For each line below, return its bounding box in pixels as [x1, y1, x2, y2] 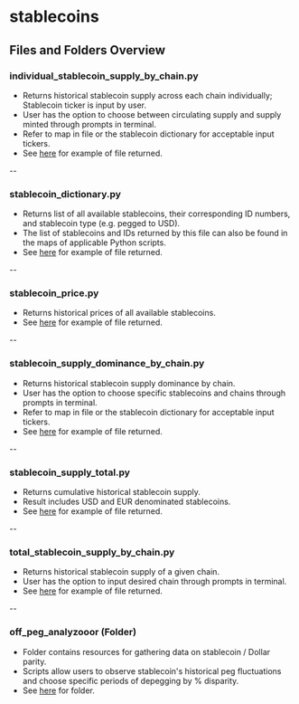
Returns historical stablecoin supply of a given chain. [22, 566, 220, 577]
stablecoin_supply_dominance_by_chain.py [9, 357, 205, 370]
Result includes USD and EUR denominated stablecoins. [22, 496, 231, 508]
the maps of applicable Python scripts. [22, 237, 167, 248]
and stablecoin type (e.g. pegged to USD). [22, 218, 181, 229]
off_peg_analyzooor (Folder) [9, 626, 137, 639]
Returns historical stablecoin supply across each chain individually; [22, 90, 273, 100]
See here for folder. [22, 685, 95, 696]
